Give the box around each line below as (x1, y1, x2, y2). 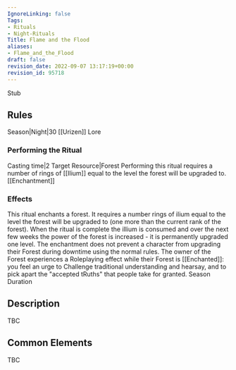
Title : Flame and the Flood (7, 37, 90, 44)
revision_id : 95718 (7, 69, 65, 76)
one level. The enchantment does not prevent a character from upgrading (7, 240, 221, 248)
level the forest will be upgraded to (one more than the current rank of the (7, 217, 222, 226)
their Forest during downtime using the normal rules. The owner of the (7, 247, 211, 256)
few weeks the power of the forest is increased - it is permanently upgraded (7, 232, 229, 240)
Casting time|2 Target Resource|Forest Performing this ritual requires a (7, 161, 213, 170)
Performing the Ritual (7, 145, 82, 155)
